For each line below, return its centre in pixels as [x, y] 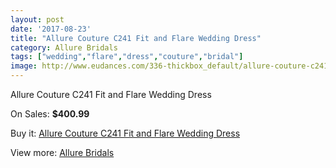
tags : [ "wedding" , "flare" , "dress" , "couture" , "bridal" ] [127, 57]
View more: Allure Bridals [62, 152]
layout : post [37, 19]
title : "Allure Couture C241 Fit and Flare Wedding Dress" [136, 38]
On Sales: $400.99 [50, 114]
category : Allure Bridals [64, 47]
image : [24, 66]
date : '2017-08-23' [51, 29]
